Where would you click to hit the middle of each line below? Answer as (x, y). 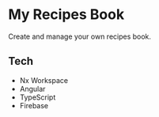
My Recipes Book (66, 15)
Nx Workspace (44, 80)
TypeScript (38, 97)
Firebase (34, 105)
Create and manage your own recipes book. (80, 36)
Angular (32, 89)
